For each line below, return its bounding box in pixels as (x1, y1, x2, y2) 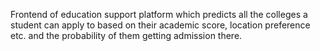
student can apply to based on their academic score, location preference (10, 19, 311, 31)
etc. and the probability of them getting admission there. (10, 30, 243, 41)
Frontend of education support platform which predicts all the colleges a (10, 9, 308, 20)
